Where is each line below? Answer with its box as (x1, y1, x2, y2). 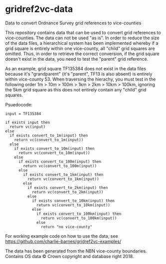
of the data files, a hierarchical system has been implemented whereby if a (5, 40, 159, 46)
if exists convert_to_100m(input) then (18, 159, 101, 164)
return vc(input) (9, 124, 46, 129)
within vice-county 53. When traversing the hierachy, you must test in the (5, 76, 156, 82)
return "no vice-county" (40, 224, 93, 229)
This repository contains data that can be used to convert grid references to (5, 29, 161, 35)
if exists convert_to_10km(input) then (31, 198, 115, 203)
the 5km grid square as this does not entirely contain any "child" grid (5, 87, 147, 92)
